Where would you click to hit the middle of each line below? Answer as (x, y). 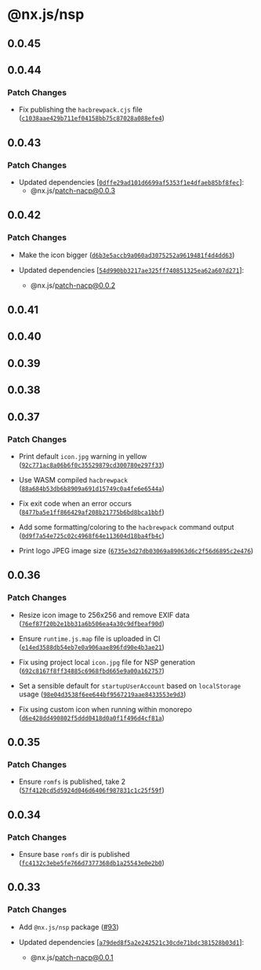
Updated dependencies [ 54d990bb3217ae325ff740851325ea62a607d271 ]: (131, 270)
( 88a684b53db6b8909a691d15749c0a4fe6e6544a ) (92, 488)
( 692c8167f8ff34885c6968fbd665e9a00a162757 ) (92, 671)
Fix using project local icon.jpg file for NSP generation (107, 662)
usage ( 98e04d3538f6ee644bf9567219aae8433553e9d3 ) (102, 694)
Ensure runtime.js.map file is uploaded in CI (89, 638)
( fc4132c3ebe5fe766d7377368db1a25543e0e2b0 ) (92, 862)
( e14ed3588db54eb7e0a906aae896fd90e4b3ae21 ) (92, 647)
